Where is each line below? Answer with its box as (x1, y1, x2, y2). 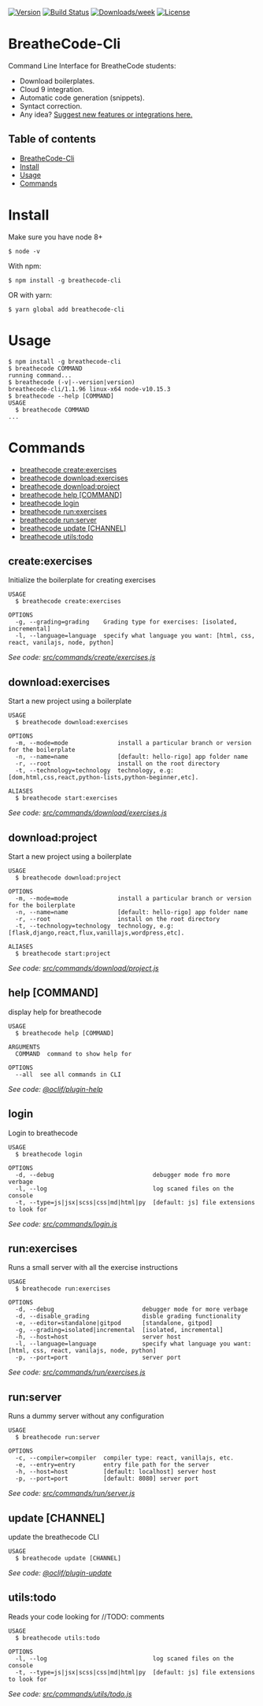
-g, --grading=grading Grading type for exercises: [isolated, (15, 618, 238, 626)
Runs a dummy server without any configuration (8, 1412, 165, 1421)
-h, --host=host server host (15, 1333, 181, 1341)
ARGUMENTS (8, 1043, 41, 1051)
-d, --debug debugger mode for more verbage (15, 1305, 248, 1314)
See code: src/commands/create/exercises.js (8, 653, 156, 662)
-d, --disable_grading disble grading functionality (15, 1312, 242, 1320)
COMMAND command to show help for (15, 1049, 132, 1058)
